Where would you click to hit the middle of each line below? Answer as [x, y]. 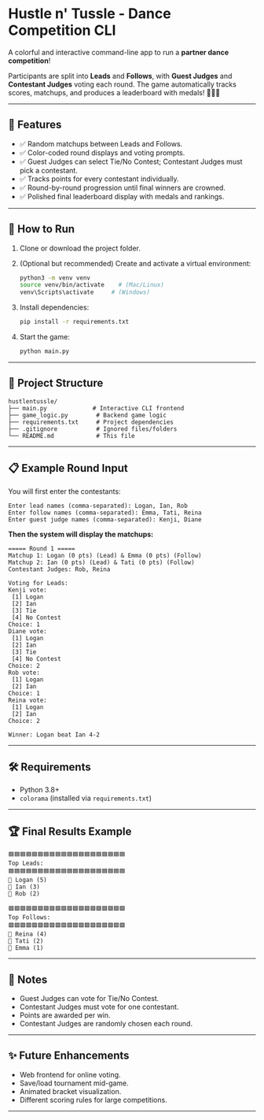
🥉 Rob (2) [24, 894]
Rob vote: [24, 673]
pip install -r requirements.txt [74, 322]
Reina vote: [27, 700]
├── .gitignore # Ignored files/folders [93, 429]
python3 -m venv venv [55, 278]
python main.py [44, 351]
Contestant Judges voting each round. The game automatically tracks [123, 84]
